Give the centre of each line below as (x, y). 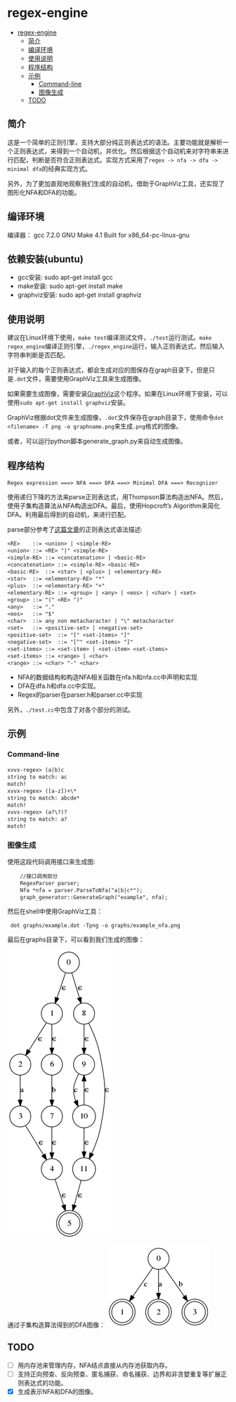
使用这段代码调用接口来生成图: (52, 861)
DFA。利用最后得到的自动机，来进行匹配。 (68, 514)
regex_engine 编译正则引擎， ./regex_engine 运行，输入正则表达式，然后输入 (116, 347)
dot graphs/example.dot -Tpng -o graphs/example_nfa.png (95, 925)
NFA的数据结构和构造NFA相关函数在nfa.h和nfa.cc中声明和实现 (107, 677)
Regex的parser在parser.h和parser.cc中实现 (80, 695)
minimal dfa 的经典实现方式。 (49, 168)
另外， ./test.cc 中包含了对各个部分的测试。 (71, 709)
